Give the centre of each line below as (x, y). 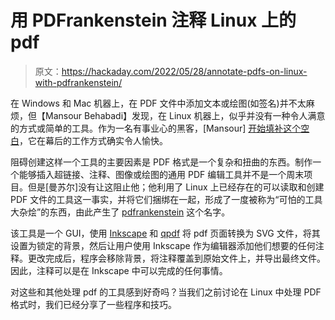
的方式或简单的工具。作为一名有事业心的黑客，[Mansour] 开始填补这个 (156, 128)
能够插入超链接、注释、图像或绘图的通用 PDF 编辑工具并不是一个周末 (161, 174)
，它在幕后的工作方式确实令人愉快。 (93, 140)
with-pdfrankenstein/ (78, 82)
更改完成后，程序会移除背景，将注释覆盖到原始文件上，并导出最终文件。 (176, 258)
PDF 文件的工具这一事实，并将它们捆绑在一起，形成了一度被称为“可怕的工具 (166, 199)
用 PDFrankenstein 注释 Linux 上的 (153, 20)
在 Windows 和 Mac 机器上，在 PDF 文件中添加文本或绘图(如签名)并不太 (158, 103)
